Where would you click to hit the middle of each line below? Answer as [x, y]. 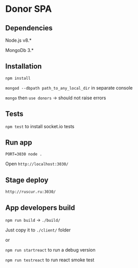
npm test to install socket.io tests [40, 126]
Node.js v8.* [18, 40]
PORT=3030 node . [24, 154]
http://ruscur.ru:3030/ [31, 192]
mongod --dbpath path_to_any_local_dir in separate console [69, 87]
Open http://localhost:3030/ [37, 164]
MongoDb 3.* [20, 50]
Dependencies [29, 28]
